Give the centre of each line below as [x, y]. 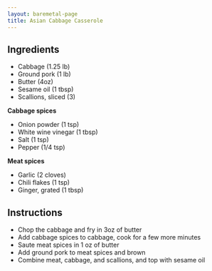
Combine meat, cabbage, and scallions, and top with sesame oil [111, 260]
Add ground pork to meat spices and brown [81, 252]
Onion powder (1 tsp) [48, 125]
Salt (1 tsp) [33, 140]
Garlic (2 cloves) [42, 175]
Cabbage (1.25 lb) [44, 67]
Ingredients [33, 50]
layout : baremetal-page [43, 14]
